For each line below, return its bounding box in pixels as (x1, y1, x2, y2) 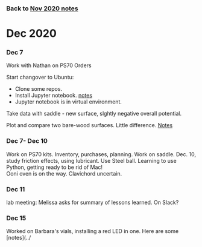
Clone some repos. (14, 85, 62, 93)
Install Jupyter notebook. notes (14, 92, 92, 99)
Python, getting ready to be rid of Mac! (6, 163, 103, 171)
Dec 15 (6, 214, 27, 222)
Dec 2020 (6, 27, 57, 41)
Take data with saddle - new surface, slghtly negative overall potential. (6, 110, 182, 117)
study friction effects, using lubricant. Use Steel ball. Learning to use (6, 157, 177, 164)
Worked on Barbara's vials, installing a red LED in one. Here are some (6, 228, 179, 235)
